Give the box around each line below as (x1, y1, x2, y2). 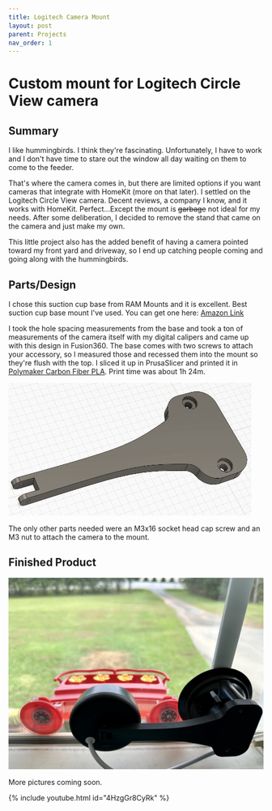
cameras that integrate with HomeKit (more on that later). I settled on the (8, 187, 251, 197)
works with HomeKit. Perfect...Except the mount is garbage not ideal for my (8, 204, 261, 214)
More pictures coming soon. (8, 777, 103, 787)
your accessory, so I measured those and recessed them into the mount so (8, 349, 258, 360)
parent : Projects (8, 30, 67, 38)
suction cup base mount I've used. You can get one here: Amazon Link (8, 308, 244, 318)
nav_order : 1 (8, 39, 53, 47)
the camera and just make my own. (8, 221, 125, 231)
